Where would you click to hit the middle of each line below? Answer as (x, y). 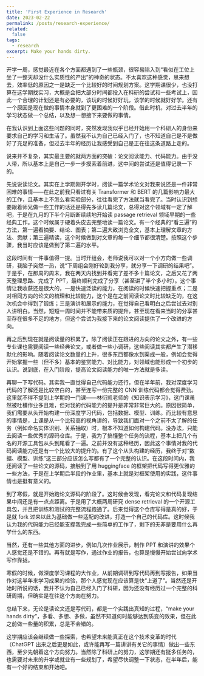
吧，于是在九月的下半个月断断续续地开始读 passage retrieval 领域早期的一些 (101, 214)
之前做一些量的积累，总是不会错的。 (52, 624)
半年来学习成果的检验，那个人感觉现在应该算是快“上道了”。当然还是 (107, 580)
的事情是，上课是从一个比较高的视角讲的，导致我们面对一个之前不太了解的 (99, 420)
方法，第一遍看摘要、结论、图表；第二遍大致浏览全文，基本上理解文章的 (97, 230)
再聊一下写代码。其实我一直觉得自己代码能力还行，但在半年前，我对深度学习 (102, 382)
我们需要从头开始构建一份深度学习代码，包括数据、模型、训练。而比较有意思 (102, 412)
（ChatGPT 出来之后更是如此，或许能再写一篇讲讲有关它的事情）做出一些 (98, 644)
